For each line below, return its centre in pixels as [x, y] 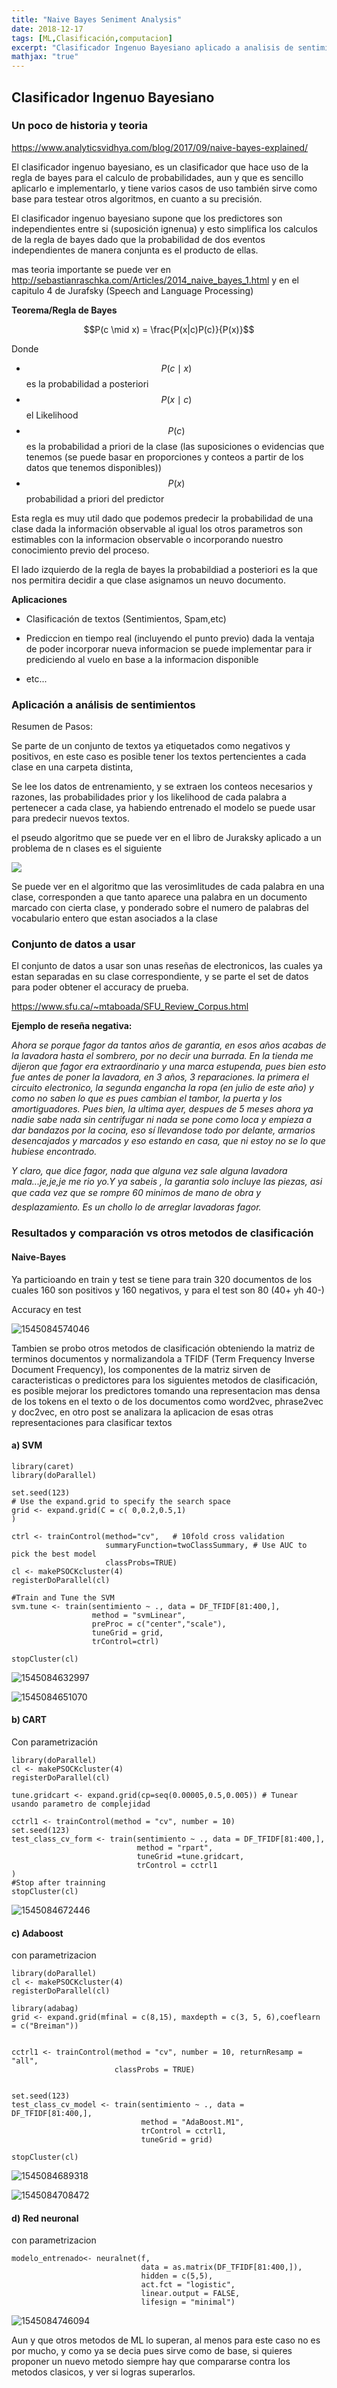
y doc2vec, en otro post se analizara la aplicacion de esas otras [142, 1412]
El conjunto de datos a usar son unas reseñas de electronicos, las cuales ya [167, 966]
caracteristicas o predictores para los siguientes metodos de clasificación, [164, 1380]
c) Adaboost [37, 1933]
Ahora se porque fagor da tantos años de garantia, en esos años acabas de [169, 1045]
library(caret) [43, 1466]
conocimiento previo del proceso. [80, 550]
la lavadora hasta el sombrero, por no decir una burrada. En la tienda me [162, 1056]
